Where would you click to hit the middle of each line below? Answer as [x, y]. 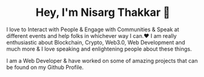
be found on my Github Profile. [45, 67]
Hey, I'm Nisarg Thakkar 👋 [103, 13]
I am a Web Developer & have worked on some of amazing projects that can [102, 61]
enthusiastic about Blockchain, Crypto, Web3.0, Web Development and [96, 42]
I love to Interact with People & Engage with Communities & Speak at [93, 29]
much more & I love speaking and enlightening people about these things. [99, 49]
